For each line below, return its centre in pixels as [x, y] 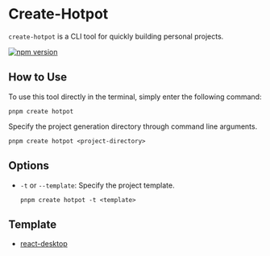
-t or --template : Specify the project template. [97, 185]
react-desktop [44, 244]
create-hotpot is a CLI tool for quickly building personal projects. [116, 36]
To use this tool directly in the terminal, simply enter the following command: [135, 97]
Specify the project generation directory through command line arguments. [133, 126]
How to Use [38, 77]
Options [29, 166]
